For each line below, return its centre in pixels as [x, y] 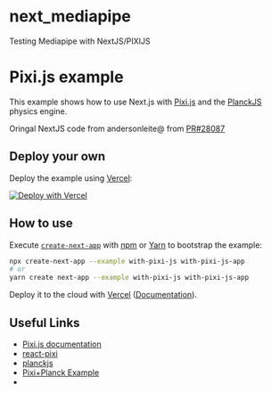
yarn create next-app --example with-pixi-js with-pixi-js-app [129, 278]
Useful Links [45, 323]
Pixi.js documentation [62, 344]
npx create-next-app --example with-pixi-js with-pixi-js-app [127, 261]
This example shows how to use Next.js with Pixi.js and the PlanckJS [135, 102]
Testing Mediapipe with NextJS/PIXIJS [80, 41]
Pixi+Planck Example [61, 373]
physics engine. [38, 111]
